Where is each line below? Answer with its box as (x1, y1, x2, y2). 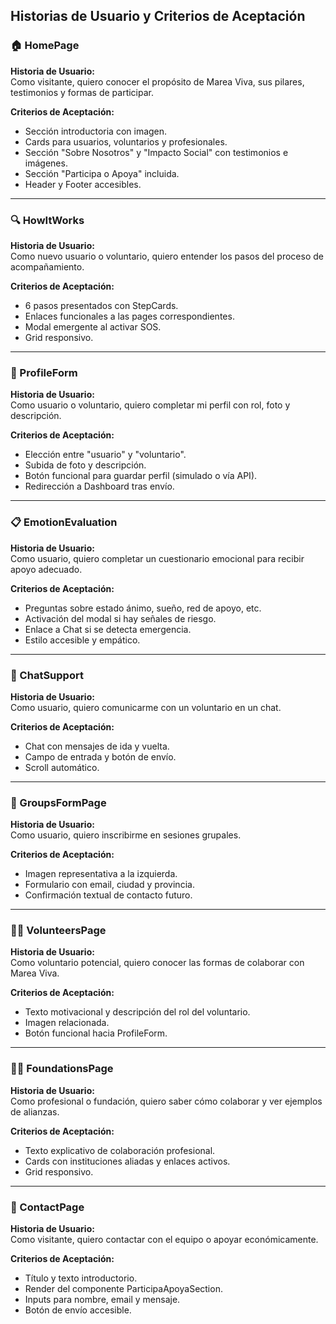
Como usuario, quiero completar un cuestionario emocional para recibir (10, 552, 305, 564)
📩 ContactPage (10, 1200, 85, 1214)
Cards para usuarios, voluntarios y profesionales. (24, 135, 228, 148)
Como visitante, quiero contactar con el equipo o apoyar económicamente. (10, 1234, 319, 1246)
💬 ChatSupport (10, 668, 84, 682)
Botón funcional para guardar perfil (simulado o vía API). (24, 470, 258, 482)
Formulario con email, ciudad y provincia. (24, 879, 195, 891)
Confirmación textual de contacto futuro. (24, 889, 193, 901)
